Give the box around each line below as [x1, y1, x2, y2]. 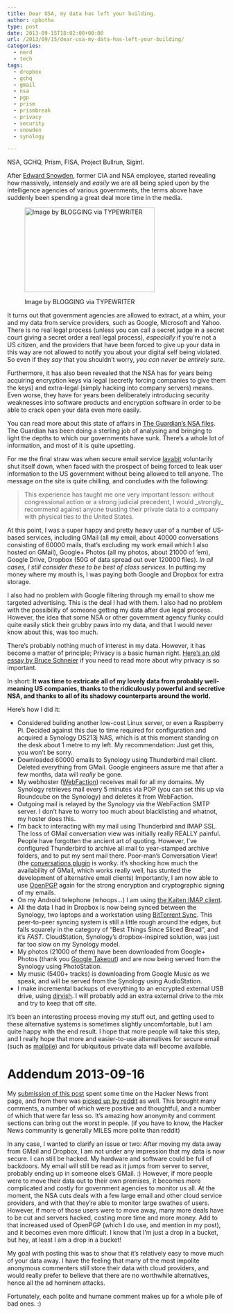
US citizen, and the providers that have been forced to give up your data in [7, 341, 221, 349]
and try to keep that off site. [17, 999, 97, 1008]
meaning [7, 685, 33, 693]
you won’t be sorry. [17, 748, 73, 757]
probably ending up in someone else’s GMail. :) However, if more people [7, 1170, 213, 1178]
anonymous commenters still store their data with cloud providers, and [7, 1264, 209, 1272]
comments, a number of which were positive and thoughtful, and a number [7, 1104, 221, 1113]
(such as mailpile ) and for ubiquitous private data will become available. [7, 1042, 212, 1051]
